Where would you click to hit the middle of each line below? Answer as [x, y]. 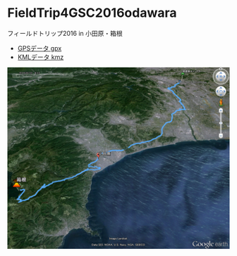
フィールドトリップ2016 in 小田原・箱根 [65, 33]
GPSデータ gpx [39, 48]
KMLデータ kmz [41, 57]
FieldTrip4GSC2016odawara [92, 13]
